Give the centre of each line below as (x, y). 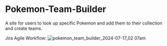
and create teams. (24, 28)
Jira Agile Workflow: (26, 38)
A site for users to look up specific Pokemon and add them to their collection (84, 23)
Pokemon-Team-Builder (56, 9)
